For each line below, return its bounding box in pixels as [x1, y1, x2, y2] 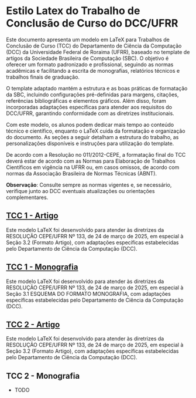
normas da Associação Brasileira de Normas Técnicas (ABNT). [6, 170, 157, 177]
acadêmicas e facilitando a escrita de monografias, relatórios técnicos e [6, 67, 180, 74]
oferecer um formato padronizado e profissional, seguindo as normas [6, 60, 174, 68]
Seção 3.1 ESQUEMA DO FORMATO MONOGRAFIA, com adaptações [6, 290, 171, 297]
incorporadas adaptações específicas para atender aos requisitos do [6, 103, 173, 110]
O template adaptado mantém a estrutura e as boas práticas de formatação [6, 85, 188, 92]
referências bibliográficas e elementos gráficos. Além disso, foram [6, 97, 167, 104]
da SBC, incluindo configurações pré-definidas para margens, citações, [6, 91, 179, 98]
